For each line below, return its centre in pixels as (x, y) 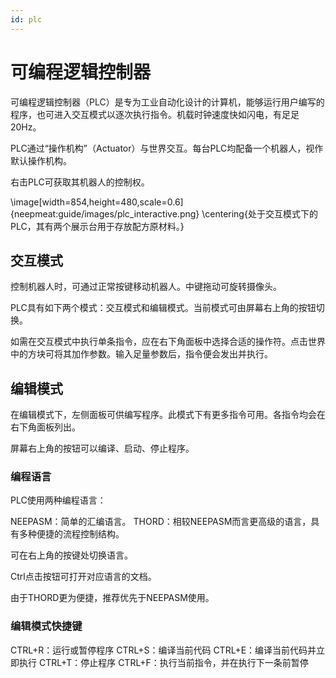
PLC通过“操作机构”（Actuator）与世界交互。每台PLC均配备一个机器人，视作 (167, 148)
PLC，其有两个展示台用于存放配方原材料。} (97, 226)
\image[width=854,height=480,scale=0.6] (97, 202)
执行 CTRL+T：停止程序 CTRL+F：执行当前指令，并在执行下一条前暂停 (163, 662)
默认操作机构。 (41, 160)
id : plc (26, 19)
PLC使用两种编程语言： (58, 500)
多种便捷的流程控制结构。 (71, 534)
